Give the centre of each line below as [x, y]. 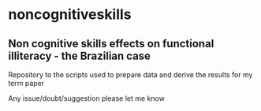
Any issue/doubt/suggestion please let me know [87, 98]
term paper [26, 83]
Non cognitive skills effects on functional [111, 44]
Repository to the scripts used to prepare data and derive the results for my [130, 75]
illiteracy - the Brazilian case [80, 55]
